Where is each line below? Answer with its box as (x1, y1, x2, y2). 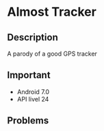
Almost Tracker (7, 4, 97, 20)
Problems (7, 115, 49, 127)
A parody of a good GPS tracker (7, 49, 98, 58)
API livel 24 (16, 95, 49, 103)
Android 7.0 (16, 87, 50, 96)
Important (7, 69, 51, 81)
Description (7, 32, 58, 43)
